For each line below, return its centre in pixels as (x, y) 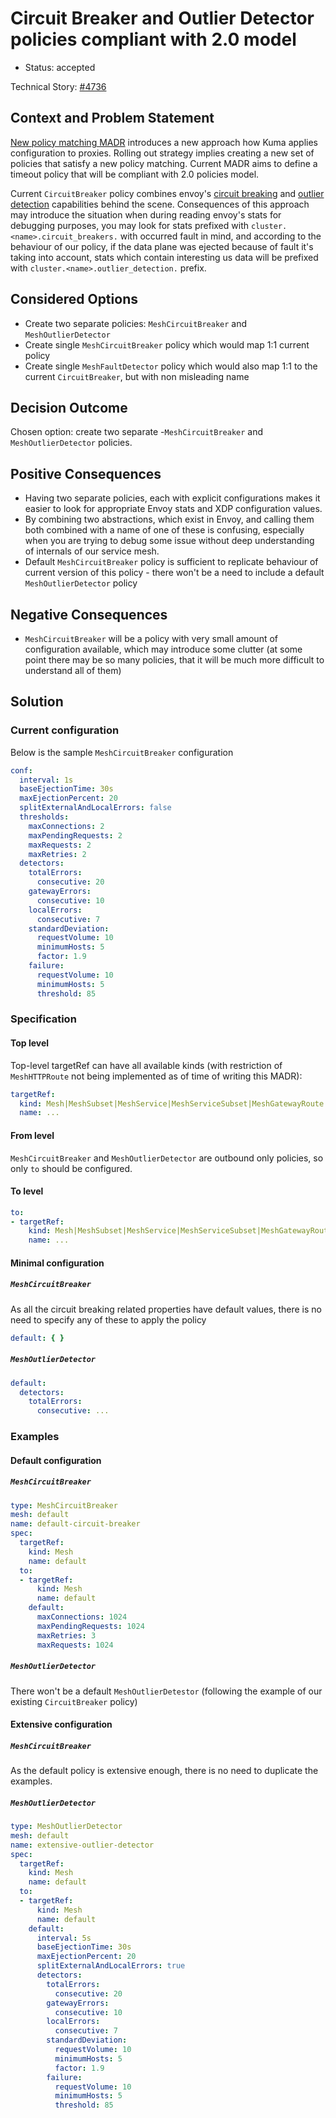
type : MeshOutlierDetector (66, 1827)
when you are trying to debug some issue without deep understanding (169, 541)
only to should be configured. (71, 1168)
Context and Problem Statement (112, 118)
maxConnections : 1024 (82, 1617)
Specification (43, 1019)
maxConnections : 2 (66, 826)
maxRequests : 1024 (75, 1645)
